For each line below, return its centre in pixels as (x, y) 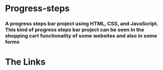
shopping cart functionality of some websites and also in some (81, 36)
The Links (25, 62)
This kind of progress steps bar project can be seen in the (75, 30)
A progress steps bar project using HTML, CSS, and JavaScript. (82, 24)
